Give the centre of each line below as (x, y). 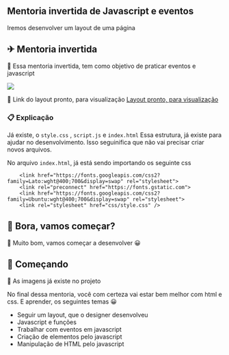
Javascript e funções (47, 322)
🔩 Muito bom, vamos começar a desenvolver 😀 (74, 243)
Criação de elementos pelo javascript (69, 336)
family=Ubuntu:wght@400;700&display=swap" (68, 199)
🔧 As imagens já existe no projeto (54, 281)
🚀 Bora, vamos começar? (61, 227)
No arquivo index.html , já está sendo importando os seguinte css (99, 162)
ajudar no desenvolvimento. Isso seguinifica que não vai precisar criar (106, 142)
